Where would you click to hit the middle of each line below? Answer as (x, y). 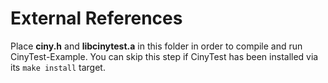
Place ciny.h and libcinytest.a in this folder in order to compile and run (156, 46)
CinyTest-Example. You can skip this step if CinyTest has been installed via (164, 56)
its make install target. (58, 67)
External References (96, 18)
